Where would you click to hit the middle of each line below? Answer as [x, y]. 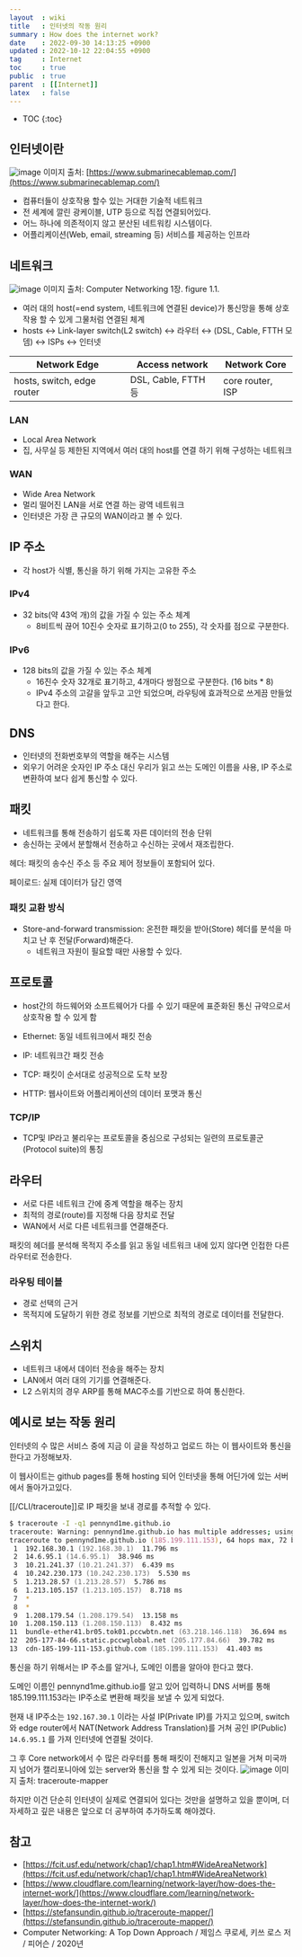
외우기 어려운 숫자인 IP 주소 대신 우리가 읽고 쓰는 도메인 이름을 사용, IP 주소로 [157, 767]
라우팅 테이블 [36, 1282]
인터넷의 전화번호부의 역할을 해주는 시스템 [96, 755]
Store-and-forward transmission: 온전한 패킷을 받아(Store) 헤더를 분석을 [152, 929]
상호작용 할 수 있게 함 [59, 1017]
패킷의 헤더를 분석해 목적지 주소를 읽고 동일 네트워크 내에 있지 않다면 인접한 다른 [150, 1245]
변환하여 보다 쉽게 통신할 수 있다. [80, 778]
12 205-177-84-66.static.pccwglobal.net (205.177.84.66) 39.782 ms [142, 1641]
